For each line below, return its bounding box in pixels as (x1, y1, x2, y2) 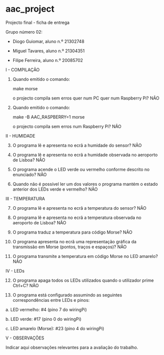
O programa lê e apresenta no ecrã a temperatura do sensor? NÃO (12, 205, 147, 211)
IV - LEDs (5, 268, 25, 274)
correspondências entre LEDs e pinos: (12, 297, 90, 303)
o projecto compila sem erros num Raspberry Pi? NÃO (12, 123, 122, 129)
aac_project (5, 3, 55, 15)
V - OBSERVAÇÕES (5, 335, 44, 341)
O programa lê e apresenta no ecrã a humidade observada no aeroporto (12, 152, 158, 158)
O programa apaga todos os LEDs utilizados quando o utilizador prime (12, 277, 154, 283)
